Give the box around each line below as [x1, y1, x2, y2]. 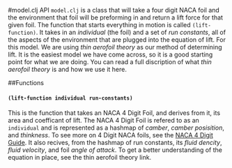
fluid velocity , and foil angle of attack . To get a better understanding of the [8, 146, 222, 154]
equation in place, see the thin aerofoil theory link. [8, 153, 152, 162]
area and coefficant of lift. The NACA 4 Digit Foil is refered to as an [8, 116, 199, 125]
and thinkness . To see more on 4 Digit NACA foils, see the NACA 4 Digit [8, 131, 213, 139]
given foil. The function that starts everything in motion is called [8, 21, 191, 29]
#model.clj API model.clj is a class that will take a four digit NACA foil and [8, 6, 220, 14]
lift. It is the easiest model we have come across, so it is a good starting [8, 50, 213, 59]
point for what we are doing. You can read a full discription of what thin [8, 58, 212, 66]
